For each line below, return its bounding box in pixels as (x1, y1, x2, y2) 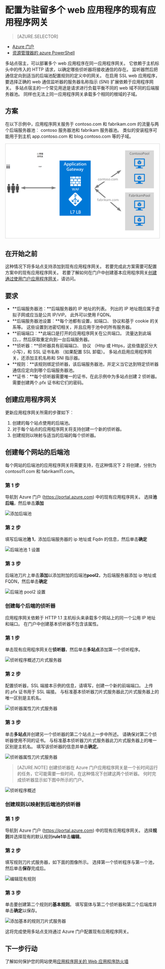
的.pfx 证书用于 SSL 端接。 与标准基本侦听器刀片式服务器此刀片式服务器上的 (5, 689, 160, 695)
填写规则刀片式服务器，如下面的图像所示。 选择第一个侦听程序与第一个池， (5, 859, 157, 865)
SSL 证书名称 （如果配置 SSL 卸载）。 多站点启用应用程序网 (32, 349, 152, 355)
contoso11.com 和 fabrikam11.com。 (5, 468, 78, 474)
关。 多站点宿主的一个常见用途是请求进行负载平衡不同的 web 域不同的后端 (5, 85, 155, 91)
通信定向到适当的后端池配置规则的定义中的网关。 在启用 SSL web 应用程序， (5, 72, 160, 78)
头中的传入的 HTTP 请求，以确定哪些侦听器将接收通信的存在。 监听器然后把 (5, 66, 158, 72)
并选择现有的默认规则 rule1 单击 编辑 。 (9, 833, 84, 839)
